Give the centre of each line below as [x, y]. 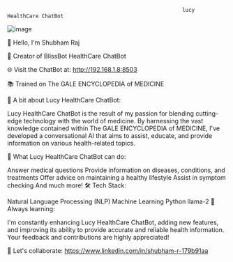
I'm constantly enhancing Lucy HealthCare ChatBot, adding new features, [113, 222]
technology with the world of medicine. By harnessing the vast [113, 121]
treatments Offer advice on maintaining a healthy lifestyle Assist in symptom [117, 177]
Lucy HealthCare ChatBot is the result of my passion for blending [100, 114]
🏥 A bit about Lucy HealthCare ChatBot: [64, 100]
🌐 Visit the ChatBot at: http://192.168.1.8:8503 [72, 69]
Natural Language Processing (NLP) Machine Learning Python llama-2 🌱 [111, 201]
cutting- [207, 114]
